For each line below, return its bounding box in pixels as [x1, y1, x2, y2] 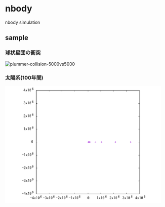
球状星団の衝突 [5, 49, 41, 56]
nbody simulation [5, 19, 41, 25]
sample [5, 34, 29, 42]
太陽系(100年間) [5, 74, 43, 81]
